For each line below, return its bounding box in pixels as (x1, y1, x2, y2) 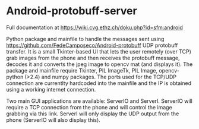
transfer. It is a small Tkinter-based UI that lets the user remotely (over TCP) (6, 48, 192, 55)
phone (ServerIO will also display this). (6, 116, 101, 123)
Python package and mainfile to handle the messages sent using (6, 35, 165, 42)
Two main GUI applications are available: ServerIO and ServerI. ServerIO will (6, 97, 193, 105)
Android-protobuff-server (6, 4, 138, 18)
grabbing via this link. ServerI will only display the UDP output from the (6, 110, 179, 117)
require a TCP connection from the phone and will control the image (6, 103, 172, 111)
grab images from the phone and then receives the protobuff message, (6, 54, 180, 61)
